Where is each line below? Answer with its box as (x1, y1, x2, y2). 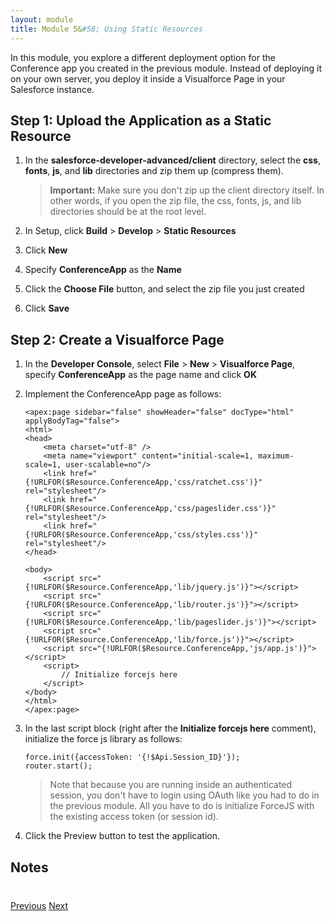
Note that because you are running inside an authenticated (49, 779, 293, 791)
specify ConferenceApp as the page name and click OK (24, 369, 257, 381)
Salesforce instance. (10, 83, 95, 95)
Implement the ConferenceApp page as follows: (24, 388, 222, 400)
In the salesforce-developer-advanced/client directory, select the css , (24, 154, 321, 166)
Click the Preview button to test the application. (24, 830, 220, 842)
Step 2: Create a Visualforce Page (10, 331, 225, 348)
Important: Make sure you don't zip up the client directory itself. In (49, 184, 325, 196)
